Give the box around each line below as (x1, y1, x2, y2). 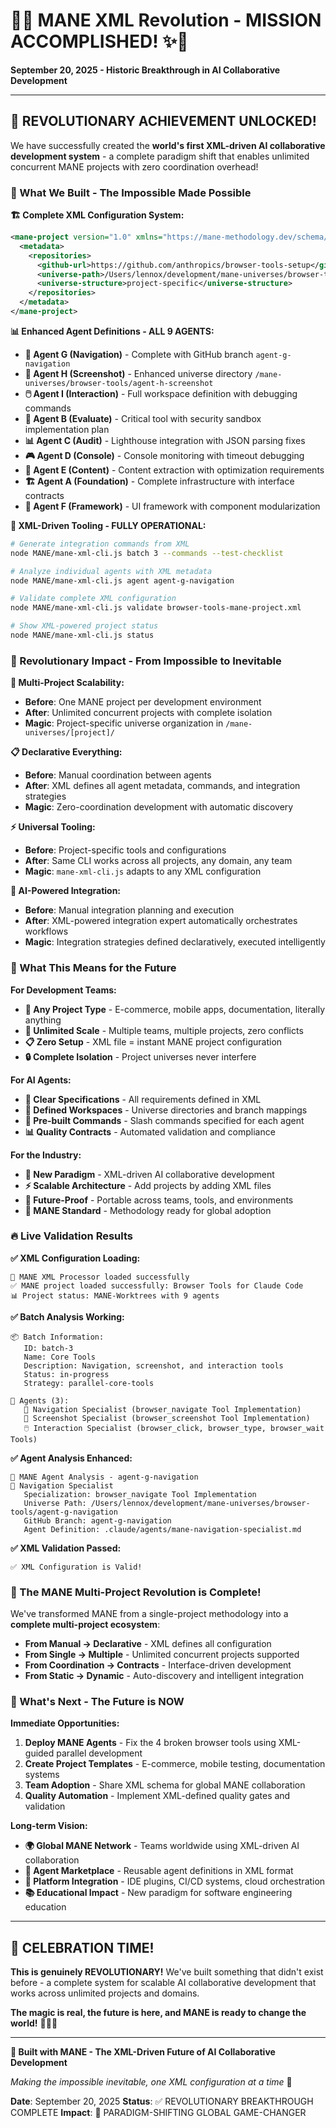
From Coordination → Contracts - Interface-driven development (24, 1659, 292, 1671)
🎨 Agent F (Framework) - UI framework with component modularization (24, 500, 321, 512)
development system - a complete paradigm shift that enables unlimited (10, 150, 310, 162)
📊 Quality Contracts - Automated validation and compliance (24, 1125, 276, 1138)
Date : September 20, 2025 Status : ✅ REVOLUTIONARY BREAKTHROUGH (10, 2095, 314, 2108)
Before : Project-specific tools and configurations (24, 844, 227, 856)
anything (24, 1014, 62, 1026)
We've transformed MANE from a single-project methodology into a (10, 1608, 289, 1620)
